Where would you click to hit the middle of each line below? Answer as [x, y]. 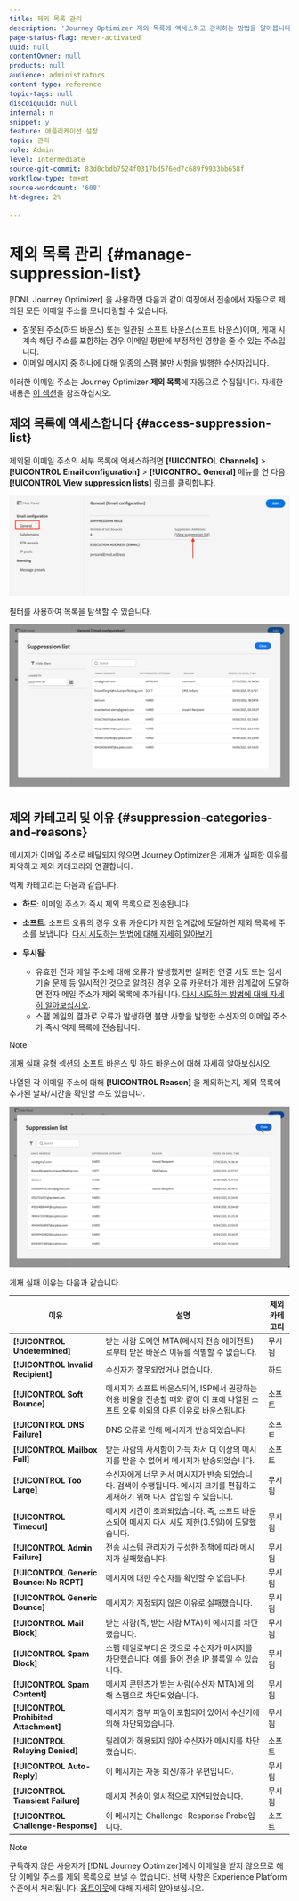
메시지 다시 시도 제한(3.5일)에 [181, 1522]
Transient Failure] [47, 1800]
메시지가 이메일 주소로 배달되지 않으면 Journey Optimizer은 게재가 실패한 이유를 [149, 855]
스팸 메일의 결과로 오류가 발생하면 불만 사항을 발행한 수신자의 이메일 [153, 1016]
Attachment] [37, 1727]
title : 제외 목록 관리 [46, 19]
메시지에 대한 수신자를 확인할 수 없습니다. [176, 1578]
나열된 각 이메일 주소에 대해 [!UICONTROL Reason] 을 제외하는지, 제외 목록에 [145, 1082]
